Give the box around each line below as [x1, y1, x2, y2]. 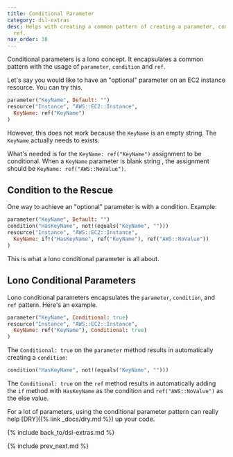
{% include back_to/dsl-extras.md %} [7, 429, 115, 436]
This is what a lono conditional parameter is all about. [7, 254, 159, 263]
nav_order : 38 [7, 36, 49, 43]
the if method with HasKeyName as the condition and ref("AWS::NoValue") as [7, 387, 223, 394]
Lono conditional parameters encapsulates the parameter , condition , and [7, 293, 216, 301]
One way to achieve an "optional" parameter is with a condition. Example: [7, 203, 217, 211]
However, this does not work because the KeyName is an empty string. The [7, 128, 217, 137]
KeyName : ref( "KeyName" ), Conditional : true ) [13, 327, 148, 334]
